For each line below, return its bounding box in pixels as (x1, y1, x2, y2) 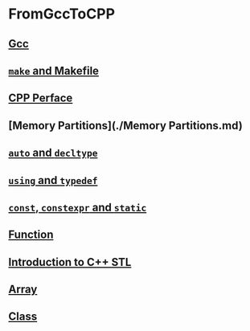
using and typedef (8, 174, 98, 187)
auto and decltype (8, 146, 98, 160)
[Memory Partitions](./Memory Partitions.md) (8, 118, 243, 133)
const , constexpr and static (8, 200, 147, 214)
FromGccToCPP (8, 5, 115, 23)
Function (8, 228, 54, 242)
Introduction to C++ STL (8, 255, 132, 269)
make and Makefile (8, 63, 99, 77)
